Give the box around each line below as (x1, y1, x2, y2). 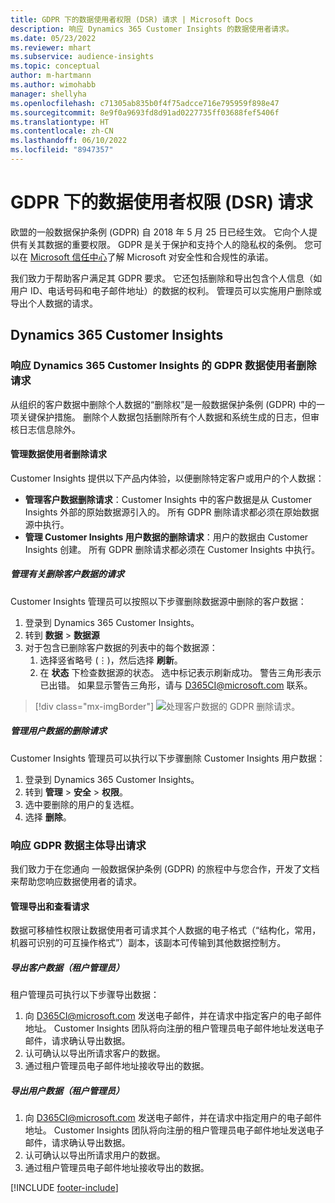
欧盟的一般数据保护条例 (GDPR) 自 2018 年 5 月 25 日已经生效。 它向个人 (10, 226, 310, 238)
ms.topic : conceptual (10, 61, 101, 71)
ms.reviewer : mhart (10, 42, 92, 53)
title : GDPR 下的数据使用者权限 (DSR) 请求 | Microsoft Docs (10, 14, 254, 25)
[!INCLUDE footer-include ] (10, 1182, 119, 1194)
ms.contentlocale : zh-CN (10, 126, 114, 136)
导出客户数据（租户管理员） (10, 961, 125, 973)
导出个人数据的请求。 (10, 297, 98, 309)
